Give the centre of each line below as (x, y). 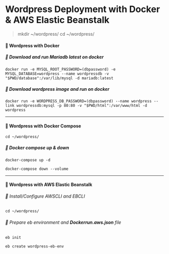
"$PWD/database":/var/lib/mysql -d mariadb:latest (59, 78)
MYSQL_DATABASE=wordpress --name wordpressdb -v (57, 74)
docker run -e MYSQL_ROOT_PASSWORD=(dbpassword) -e (60, 69)
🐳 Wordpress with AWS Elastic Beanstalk (49, 184)
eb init (13, 237)
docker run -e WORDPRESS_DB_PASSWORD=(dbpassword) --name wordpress (78, 101)
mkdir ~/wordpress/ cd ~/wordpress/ (56, 34)
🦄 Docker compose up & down (37, 148)
